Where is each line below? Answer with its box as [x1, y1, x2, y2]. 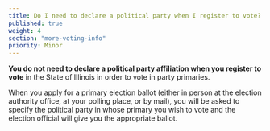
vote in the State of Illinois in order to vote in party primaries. [8, 72, 210, 82]
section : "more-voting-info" [8, 34, 106, 43]
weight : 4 [8, 27, 42, 35]
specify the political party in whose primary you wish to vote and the [8, 105, 236, 115]
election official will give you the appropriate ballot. [8, 113, 178, 123]
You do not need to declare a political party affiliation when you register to [8, 63, 262, 73]
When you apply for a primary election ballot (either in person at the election [8, 88, 262, 97]
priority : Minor [8, 42, 63, 50]
